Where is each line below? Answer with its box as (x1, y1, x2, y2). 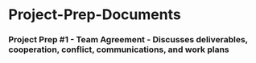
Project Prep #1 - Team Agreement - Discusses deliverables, (8, 34, 248, 45)
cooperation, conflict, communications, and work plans (8, 44, 229, 55)
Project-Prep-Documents (8, 6, 181, 24)
